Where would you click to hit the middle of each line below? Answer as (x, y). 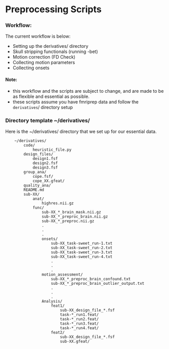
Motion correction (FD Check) (44, 57)
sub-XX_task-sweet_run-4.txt (82, 257)
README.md (34, 190)
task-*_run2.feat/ (79, 319)
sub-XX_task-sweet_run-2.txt (82, 248)
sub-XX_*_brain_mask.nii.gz (71, 212)
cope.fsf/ (43, 176)
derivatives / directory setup (43, 107)
